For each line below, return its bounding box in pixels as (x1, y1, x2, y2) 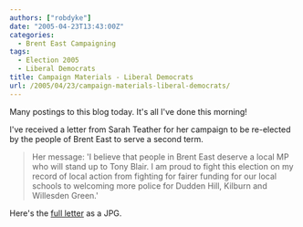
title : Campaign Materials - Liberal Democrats (9, 73, 194, 82)
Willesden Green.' (31, 190, 99, 201)
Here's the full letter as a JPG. (9, 207, 122, 219)
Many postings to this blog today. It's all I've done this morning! (9, 106, 248, 117)
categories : (9, 30, 55, 39)
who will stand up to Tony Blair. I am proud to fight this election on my (31, 160, 294, 171)
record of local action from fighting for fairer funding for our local (31, 170, 277, 181)
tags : (9, 47, 30, 57)
